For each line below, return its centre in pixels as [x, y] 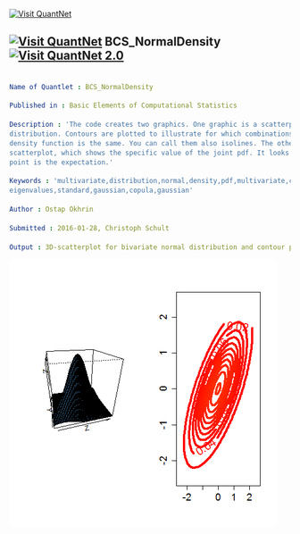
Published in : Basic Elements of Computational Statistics [124, 106]
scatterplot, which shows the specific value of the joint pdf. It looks [150, 153]
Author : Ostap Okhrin [51, 210]
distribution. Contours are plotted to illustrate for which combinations [151, 134]
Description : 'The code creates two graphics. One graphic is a [133, 125]
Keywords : [29, 181]
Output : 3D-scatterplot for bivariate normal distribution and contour [147, 247]
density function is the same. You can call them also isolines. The [142, 143]
